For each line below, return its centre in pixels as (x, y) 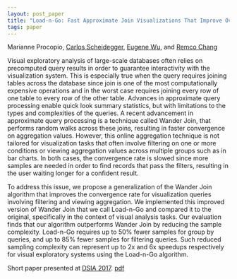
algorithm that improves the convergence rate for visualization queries (109, 194)
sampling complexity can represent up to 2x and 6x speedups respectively (116, 247)
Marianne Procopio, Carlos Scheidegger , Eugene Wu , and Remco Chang (113, 47)
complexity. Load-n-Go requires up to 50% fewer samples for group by (111, 232)
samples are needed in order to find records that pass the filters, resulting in (118, 166)
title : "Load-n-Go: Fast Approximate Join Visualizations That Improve (115, 20)
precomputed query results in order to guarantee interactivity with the (109, 69)
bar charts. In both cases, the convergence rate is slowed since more (108, 158)
